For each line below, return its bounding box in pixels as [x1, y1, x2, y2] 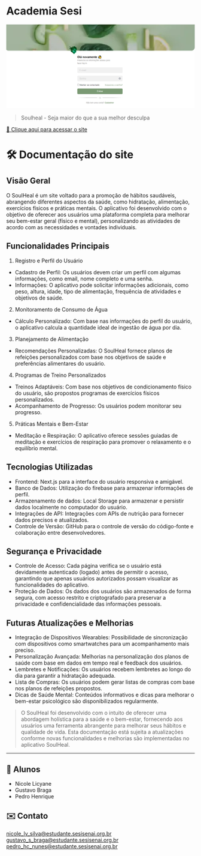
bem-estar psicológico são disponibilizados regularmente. [14, 698, 159, 705]
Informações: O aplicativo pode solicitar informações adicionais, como [14, 281, 189, 289]
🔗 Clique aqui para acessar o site [6, 125, 88, 133]
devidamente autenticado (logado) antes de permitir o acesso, [14, 568, 169, 576]
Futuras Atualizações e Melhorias [6, 618, 134, 628]
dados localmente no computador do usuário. [14, 503, 127, 511]
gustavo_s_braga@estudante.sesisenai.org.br [6, 836, 118, 843]
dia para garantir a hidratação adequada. [14, 672, 116, 680]
